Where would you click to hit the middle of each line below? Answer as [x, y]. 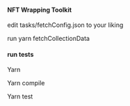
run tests [21, 54]
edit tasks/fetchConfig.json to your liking [65, 25]
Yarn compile [26, 83]
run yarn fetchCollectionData [49, 39]
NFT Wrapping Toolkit [39, 10]
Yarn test [20, 96]
